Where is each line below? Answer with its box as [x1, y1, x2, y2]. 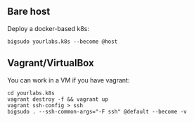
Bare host [7, 6, 51, 18]
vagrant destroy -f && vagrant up [7, 95, 109, 103]
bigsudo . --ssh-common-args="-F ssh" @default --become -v [7, 108, 188, 115]
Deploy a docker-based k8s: [7, 24, 90, 32]
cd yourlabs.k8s [7, 90, 55, 97]
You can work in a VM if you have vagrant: [7, 75, 130, 84]
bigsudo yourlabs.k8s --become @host [7, 38, 118, 45]
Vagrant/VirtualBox [7, 57, 94, 69]
